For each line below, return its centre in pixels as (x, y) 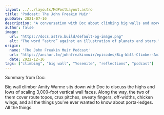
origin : (13, 46)
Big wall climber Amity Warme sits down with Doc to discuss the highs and (80, 87)
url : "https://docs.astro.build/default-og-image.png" (66, 37)
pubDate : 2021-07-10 (26, 18)
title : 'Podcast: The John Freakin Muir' (48, 14)
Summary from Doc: (25, 78)
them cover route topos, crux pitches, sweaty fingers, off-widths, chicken (79, 97)
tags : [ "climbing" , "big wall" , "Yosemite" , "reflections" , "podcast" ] (79, 64)
